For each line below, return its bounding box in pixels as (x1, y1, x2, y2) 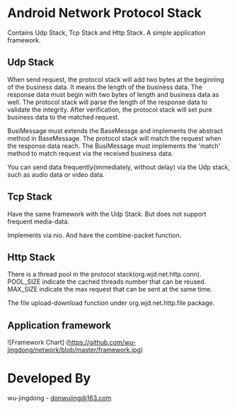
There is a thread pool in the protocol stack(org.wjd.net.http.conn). (7, 270, 202, 279)
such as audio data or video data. (7, 170, 105, 178)
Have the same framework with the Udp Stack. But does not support (7, 209, 207, 218)
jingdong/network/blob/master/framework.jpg (7, 345, 141, 355)
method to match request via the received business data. (7, 149, 173, 157)
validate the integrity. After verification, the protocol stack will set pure (7, 105, 212, 114)
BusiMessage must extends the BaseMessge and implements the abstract (7, 126, 224, 135)
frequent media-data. (7, 217, 69, 226)
